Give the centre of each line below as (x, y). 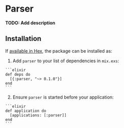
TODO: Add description (30, 23)
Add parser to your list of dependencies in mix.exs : (66, 61)
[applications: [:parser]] (38, 115)
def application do (26, 111)
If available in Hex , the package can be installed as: (59, 51)
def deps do (18, 74)
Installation (23, 39)
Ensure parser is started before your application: (63, 97)
